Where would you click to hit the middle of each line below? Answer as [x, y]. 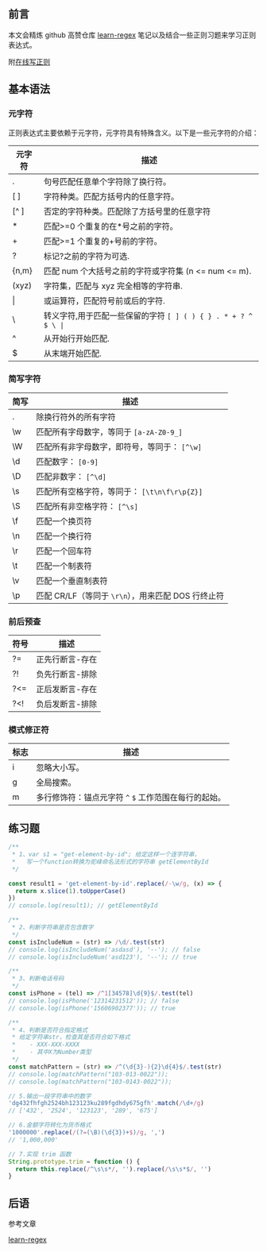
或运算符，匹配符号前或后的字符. [104, 300]
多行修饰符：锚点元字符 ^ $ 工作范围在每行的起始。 [131, 798]
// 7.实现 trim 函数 [40, 1154]
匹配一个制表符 [64, 566]
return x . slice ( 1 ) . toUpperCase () [71, 891]
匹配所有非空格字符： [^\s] [87, 506]
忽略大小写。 [60, 767]
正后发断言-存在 [67, 690]
